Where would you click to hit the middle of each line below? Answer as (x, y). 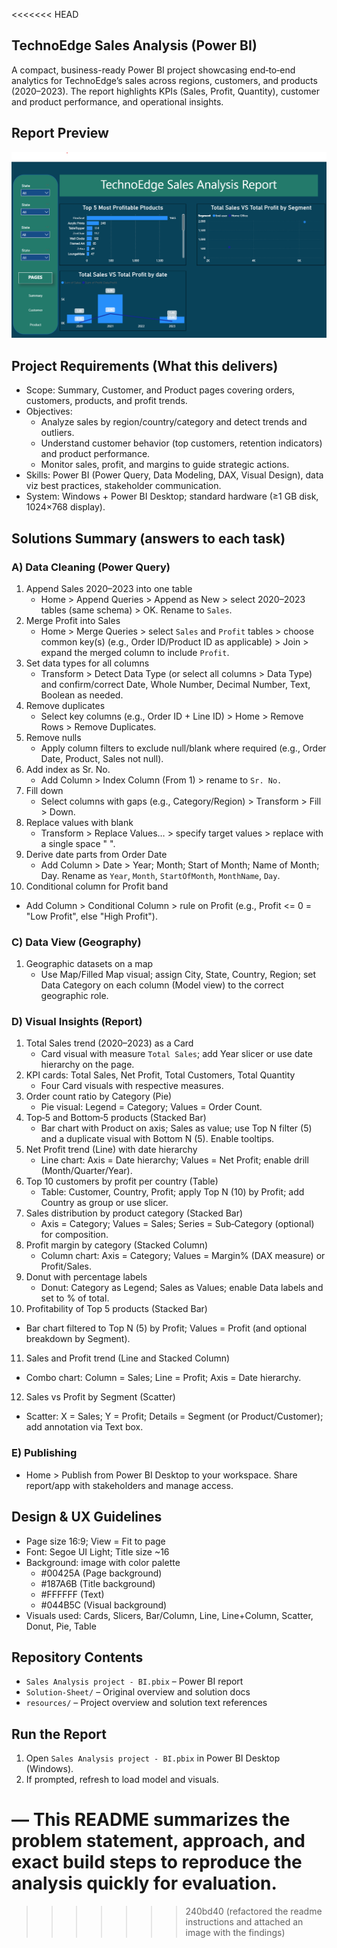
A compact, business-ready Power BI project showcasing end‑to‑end (153, 70)
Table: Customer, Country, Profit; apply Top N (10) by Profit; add (172, 1192)
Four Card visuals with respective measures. (132, 1086)
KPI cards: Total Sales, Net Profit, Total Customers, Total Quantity (160, 1075)
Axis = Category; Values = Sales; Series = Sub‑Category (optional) (177, 1224)
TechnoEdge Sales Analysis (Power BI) (134, 45)
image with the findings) (235, 1933)
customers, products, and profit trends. (106, 401)
